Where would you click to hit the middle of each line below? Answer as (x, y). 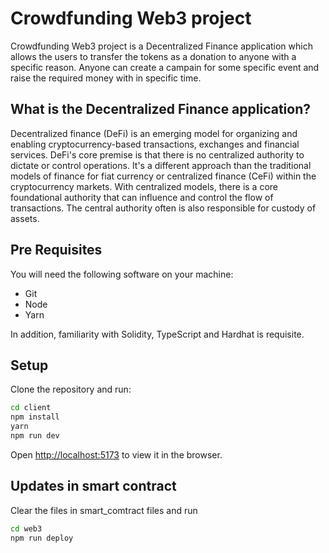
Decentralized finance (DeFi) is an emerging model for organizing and (154, 133)
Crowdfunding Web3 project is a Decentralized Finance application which (161, 46)
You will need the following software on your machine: (122, 274)
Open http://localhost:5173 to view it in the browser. (116, 454)
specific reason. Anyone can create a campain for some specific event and (165, 67)
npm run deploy (42, 538)
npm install (35, 417)
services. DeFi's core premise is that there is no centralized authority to (157, 154)
